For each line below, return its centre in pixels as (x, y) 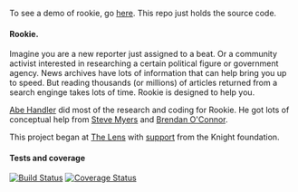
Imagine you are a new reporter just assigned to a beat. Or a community (144, 54)
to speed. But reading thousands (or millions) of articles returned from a (144, 83)
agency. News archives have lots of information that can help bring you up (148, 73)
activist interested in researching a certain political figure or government (144, 63)
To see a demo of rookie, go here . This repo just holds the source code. (143, 13)
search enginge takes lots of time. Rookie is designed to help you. (132, 92)
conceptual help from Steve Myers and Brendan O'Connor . (119, 120)
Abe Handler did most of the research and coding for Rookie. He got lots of (149, 110)
